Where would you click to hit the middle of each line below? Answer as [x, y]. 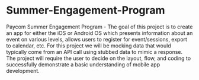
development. [23, 71]
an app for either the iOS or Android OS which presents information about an [99, 33]
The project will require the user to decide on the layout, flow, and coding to [99, 58]
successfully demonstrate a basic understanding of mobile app [83, 64]
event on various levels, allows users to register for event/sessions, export [97, 39]
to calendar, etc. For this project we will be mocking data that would [89, 46]
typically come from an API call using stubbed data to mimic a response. [94, 52]
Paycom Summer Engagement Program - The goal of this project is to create [99, 27]
